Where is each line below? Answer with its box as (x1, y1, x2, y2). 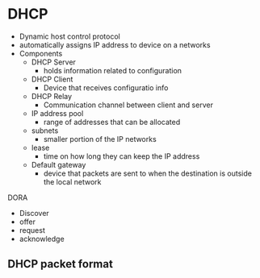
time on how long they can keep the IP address (43, 151, 200, 161)
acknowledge (19, 234, 65, 243)
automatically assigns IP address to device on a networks (19, 39, 211, 49)
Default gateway (31, 160, 86, 169)
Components (19, 48, 63, 58)
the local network (43, 176, 102, 186)
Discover (19, 208, 49, 218)
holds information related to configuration (43, 65, 182, 75)
